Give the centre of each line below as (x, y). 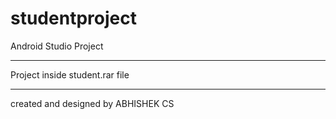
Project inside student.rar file (70, 74)
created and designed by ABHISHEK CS (92, 103)
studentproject (73, 18)
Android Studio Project (57, 46)
